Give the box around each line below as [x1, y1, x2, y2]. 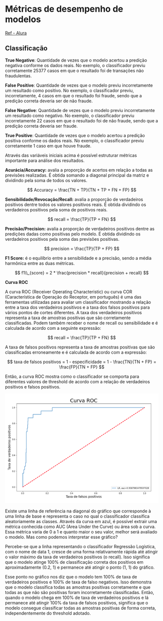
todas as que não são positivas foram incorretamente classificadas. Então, [5, 590, 154, 596]
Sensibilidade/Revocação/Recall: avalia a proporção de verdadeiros [5, 196, 144, 202]
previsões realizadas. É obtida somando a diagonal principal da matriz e [5, 172, 149, 178]
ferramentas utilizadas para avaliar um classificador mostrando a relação [5, 299, 151, 305]
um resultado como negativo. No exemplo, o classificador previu [5, 113, 135, 118]
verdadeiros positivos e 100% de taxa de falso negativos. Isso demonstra [5, 579, 152, 585]
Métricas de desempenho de [5, 3, 123, 15]
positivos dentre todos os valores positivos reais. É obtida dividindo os [5, 202, 146, 207]
